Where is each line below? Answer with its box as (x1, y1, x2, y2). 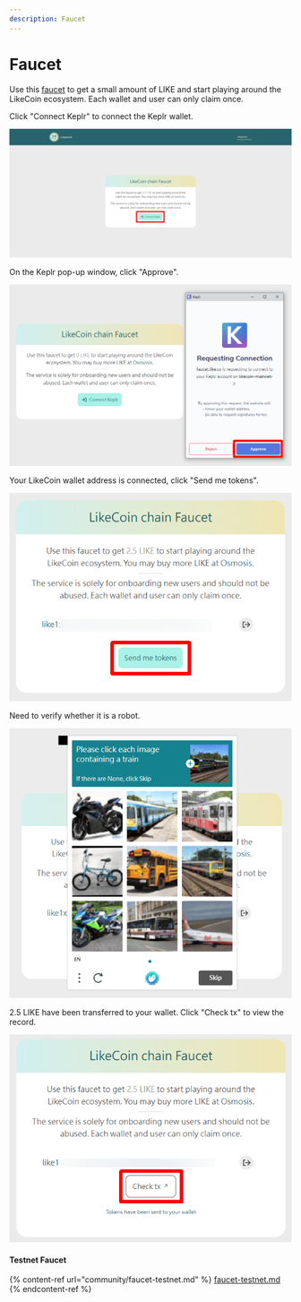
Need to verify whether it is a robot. (9, 710, 141, 720)
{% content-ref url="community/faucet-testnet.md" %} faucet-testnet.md (9, 1274, 280, 1285)
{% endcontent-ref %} (9, 1284, 92, 1295)
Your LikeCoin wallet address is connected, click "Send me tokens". (9, 475, 259, 486)
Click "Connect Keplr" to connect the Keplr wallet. (9, 110, 194, 121)
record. (9, 1016, 37, 1027)
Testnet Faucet (9, 1255, 67, 1265)
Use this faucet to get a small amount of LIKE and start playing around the (9, 83, 282, 94)
